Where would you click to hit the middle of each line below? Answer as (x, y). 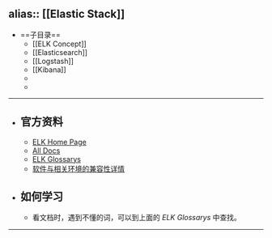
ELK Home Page (59, 142)
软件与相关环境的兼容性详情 (79, 168)
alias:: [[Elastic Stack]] (67, 14)
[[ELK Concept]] (59, 44)
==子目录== (40, 34)
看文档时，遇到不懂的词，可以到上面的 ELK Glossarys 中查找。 (136, 218)
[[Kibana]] (49, 70)
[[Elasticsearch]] (59, 52)
